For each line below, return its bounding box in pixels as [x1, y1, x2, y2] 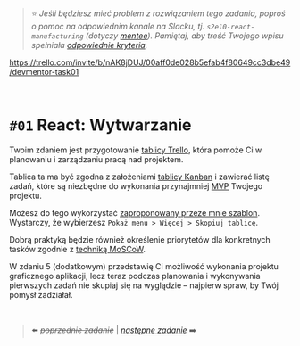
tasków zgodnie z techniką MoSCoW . [9, 243, 146, 254]
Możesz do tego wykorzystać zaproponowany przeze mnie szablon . [9, 207, 261, 218]
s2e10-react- [206, 22, 255, 31]
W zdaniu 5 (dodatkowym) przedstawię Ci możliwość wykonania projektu [9, 260, 279, 271]
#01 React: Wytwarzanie [9, 115, 192, 136]
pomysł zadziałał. [9, 289, 73, 300]
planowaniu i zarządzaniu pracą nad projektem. [9, 153, 184, 164]
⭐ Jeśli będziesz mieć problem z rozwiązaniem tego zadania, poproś [30, 8, 286, 19]
